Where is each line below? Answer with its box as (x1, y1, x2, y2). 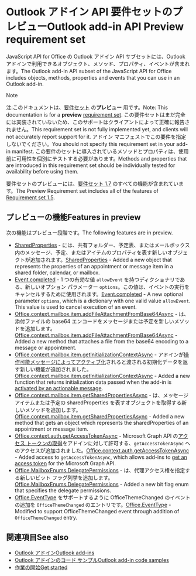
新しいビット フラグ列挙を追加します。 (19, 474, 114, 481)
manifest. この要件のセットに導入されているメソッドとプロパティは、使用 (11, 148, 189, 155)
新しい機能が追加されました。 (19, 366, 92, 373)
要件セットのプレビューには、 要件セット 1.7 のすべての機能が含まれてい (6, 180, 179, 187)
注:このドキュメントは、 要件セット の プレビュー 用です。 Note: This (6, 104, 169, 111)
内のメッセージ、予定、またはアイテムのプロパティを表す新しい (14, 248, 168, 255)
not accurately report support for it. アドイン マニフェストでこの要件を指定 (6, 133, 186, 140)
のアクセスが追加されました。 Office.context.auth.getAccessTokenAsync (14, 447, 189, 454)
